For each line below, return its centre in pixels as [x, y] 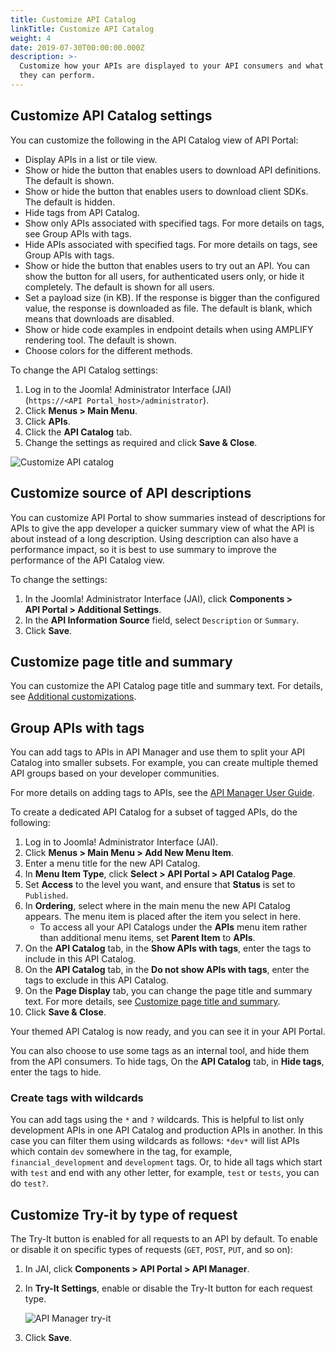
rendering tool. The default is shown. [100, 340]
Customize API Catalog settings [111, 116]
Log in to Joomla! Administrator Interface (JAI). [121, 842]
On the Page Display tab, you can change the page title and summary [168, 991]
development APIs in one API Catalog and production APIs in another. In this [166, 1130]
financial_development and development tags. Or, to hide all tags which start [166, 1162]
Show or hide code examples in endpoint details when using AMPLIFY [169, 329]
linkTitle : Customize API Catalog [82, 29]
